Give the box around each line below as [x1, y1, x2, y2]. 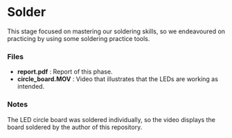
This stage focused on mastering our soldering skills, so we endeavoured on [7, 27, 226, 35]
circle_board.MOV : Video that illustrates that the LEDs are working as [17, 75, 218, 83]
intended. [17, 83, 45, 91]
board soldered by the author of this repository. [7, 123, 143, 131]
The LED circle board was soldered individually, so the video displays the [7, 115, 216, 123]
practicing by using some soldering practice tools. [7, 34, 150, 42]
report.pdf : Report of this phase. [17, 67, 113, 76]
